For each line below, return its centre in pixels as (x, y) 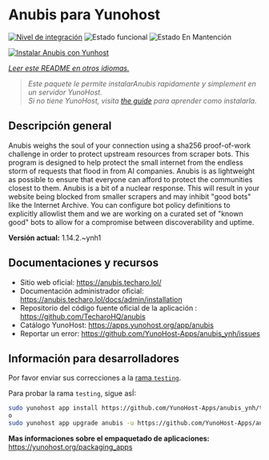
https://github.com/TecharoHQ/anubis (82, 316)
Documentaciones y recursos (83, 263)
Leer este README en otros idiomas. (69, 68)
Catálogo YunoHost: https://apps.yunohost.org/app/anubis (117, 325)
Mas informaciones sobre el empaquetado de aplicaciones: (109, 438)
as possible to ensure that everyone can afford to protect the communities (130, 179)
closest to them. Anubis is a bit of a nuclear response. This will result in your (134, 188)
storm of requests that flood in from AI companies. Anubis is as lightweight (132, 171)
